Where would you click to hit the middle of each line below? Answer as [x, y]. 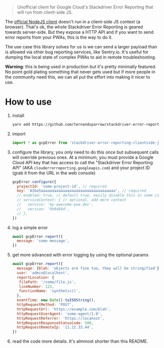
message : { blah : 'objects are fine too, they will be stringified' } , [89, 268]
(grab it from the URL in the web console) [54, 173]
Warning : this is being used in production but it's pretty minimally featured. [81, 66]
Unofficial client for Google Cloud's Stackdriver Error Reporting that [85, 7]
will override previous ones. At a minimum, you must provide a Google [83, 157]
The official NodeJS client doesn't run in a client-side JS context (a [73, 22]
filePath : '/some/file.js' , [47, 282]
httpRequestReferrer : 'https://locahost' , [61, 318]
